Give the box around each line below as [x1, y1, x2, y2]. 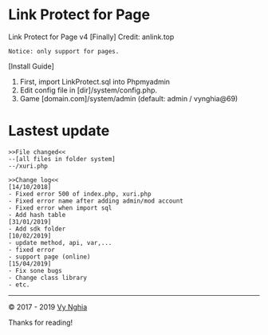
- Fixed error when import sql [8, 203, 112, 212]
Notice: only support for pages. [8, 47, 120, 55]
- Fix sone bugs [8, 266, 62, 274]
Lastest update [8, 122, 110, 140]
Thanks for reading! [8, 317, 73, 327]
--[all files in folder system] [8, 155, 116, 163]
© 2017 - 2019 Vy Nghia [8, 301, 88, 312]
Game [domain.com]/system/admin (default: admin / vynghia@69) [19, 93, 238, 103]
